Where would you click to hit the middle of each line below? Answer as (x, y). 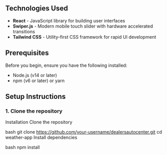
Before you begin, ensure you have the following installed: (66, 65)
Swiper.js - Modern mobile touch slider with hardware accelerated (83, 26)
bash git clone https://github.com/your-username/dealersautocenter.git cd (84, 132)
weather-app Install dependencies (41, 138)
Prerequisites (27, 53)
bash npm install (22, 147)
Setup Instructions (35, 97)
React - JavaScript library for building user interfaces (69, 20)
